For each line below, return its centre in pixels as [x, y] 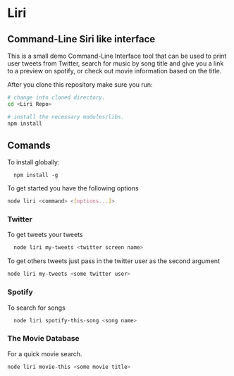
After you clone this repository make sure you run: [80, 85]
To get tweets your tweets [45, 235]
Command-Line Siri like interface [81, 39]
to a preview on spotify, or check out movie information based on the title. [115, 71]
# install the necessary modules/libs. [66, 117]
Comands [29, 145]
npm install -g [36, 175]
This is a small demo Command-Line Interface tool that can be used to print [117, 56]
